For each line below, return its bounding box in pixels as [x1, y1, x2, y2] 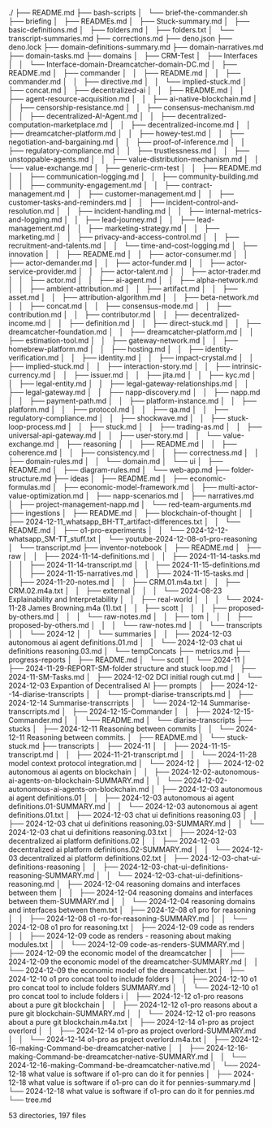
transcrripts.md [8, 707, 60, 716]
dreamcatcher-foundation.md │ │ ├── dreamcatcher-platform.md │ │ [8, 327, 254, 336]
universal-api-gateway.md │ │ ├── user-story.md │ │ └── [8, 430, 222, 440]
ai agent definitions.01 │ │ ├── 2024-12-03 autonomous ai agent [8, 793, 235, 802]
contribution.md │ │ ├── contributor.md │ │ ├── [8, 309, 189, 319]
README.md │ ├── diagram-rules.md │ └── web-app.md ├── [8, 465, 230, 474]
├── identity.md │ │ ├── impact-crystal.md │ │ [80, 353, 254, 362]
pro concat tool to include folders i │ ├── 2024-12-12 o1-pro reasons [8, 992, 244, 1001]
